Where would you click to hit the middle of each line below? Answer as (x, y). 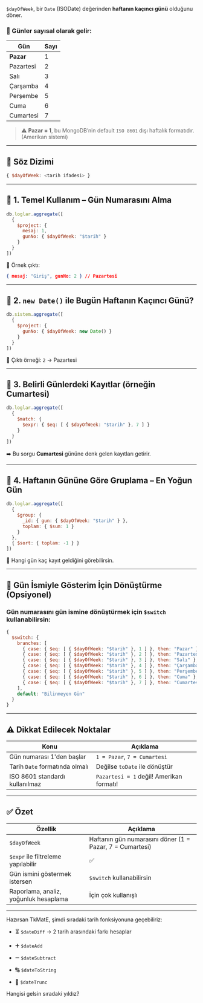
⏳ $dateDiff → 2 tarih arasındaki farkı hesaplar (73, 932)
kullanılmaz (25, 784)
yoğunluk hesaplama (39, 899)
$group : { (30, 515)
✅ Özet (20, 812)
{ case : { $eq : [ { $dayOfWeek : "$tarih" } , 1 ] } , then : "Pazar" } (110, 649)
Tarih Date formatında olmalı (49, 766)
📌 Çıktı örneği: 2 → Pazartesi (42, 360)
